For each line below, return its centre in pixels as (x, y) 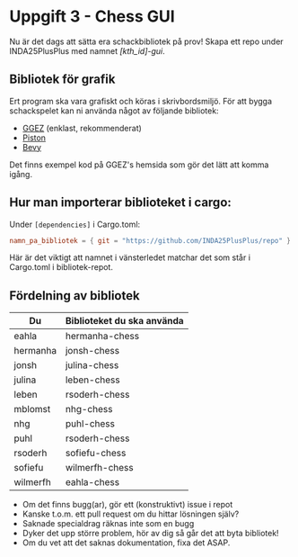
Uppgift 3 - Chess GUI (92, 17)
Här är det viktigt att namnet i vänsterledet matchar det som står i (130, 257)
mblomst (32, 409)
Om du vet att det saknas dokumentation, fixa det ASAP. (126, 543)
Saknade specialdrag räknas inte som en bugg (108, 524)
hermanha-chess (102, 337)
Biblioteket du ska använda (124, 321)
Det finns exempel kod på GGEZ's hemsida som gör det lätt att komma (139, 165)
